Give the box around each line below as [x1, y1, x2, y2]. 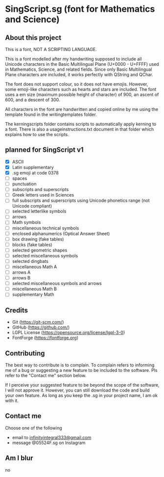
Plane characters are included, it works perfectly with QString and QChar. [5, 72, 153, 77]
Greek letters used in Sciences [12, 192, 74, 198]
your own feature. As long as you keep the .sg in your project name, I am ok [5, 392, 158, 398]
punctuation [12, 181, 37, 187]
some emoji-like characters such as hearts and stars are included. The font [5, 86, 157, 92]
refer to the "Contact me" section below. [5, 372, 87, 378]
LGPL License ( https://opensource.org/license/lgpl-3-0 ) [12, 330, 125, 336]
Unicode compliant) [12, 203, 52, 209]
